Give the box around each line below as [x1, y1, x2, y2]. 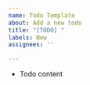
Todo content [19, 69, 63, 79]
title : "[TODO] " [8, 26, 65, 34]
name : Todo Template [8, 11, 76, 20]
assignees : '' [8, 41, 55, 49]
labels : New [8, 33, 47, 42]
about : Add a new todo [8, 19, 82, 27]
